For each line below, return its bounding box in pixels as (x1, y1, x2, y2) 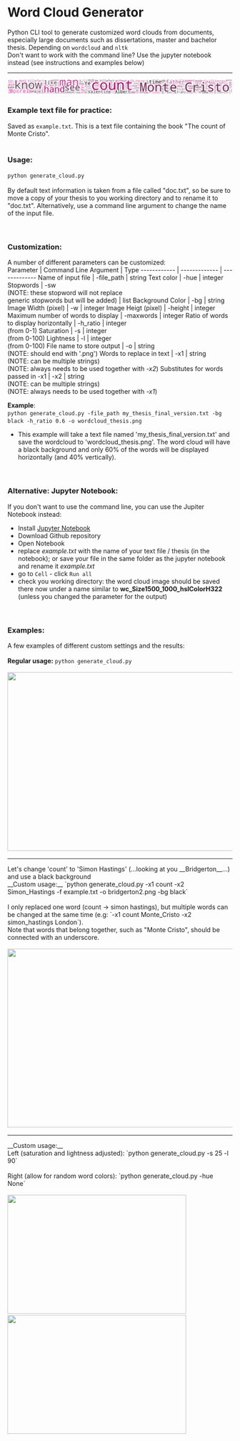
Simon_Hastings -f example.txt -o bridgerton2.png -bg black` (7, 887, 188, 896)
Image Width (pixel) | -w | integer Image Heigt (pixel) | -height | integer (7, 304, 216, 312)
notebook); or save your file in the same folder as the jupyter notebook (17, 554, 226, 563)
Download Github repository (17, 531, 101, 540)
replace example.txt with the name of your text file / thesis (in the (17, 546, 210, 555)
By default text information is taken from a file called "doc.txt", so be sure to (7, 187, 231, 194)
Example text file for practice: (7, 105, 113, 115)
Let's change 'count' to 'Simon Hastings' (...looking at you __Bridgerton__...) (7, 864, 231, 873)
